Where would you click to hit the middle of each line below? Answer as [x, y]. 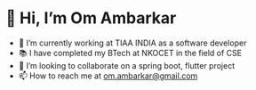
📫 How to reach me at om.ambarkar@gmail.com [108, 76]
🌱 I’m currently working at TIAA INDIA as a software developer [132, 43]
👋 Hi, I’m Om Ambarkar [91, 18]
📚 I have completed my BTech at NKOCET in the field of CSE [130, 53]
